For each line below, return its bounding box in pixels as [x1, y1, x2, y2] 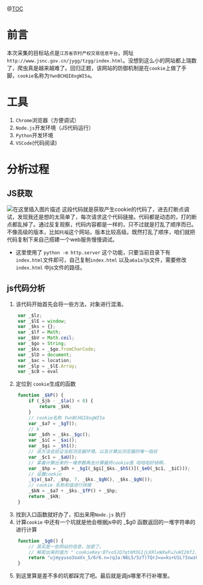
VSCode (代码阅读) [15, 139, 57, 146]
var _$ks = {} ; [17, 323, 56, 330]
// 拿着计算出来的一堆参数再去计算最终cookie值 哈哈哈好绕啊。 [28, 459, 168, 466]
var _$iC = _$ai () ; [28, 438, 78, 444]
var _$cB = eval [17, 369, 59, 375]
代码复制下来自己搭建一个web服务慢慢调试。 [7, 236, 118, 243]
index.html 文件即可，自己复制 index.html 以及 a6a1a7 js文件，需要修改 [15, 256, 187, 263]
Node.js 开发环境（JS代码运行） [15, 124, 94, 131]
